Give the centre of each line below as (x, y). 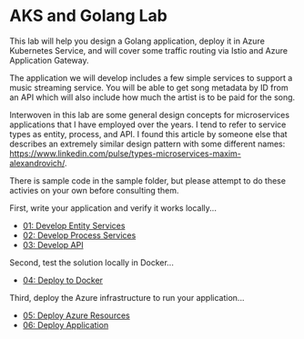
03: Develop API (53, 244)
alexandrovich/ (37, 163)
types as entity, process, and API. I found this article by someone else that (149, 134)
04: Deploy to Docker (62, 280)
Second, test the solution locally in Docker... (92, 262)
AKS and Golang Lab (89, 16)
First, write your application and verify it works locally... (113, 208)
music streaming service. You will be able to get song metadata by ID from (149, 87)
